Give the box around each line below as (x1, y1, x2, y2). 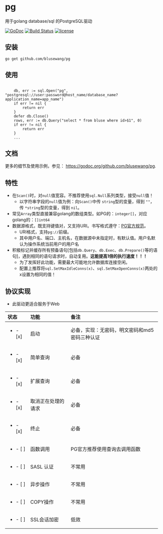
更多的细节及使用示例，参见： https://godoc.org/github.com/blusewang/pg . (5, 163, 156, 169)
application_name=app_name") (5, 97, 64, 102)
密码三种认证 (70, 334, 100, 341)
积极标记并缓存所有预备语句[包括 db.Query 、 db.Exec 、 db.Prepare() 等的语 (12, 247, 158, 253)
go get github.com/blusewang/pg (5, 56, 70, 61)
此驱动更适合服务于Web (12, 301, 60, 307)
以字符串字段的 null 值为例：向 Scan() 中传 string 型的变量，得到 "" (19, 199, 150, 205)
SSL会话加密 (30, 517, 59, 523)
